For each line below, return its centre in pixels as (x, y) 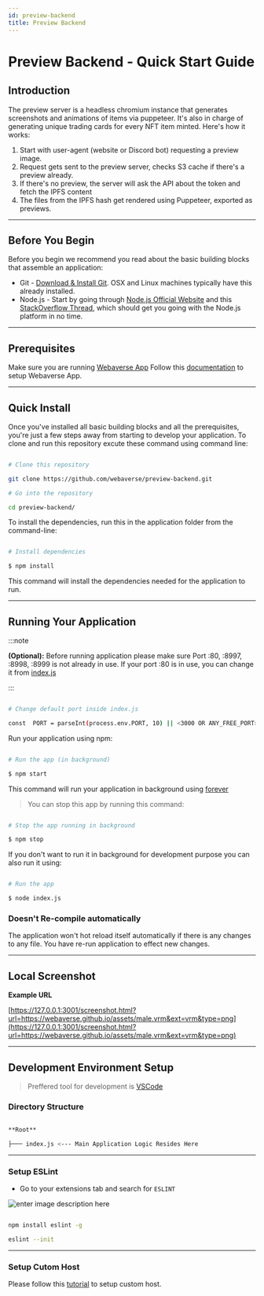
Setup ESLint (33, 1171)
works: (19, 134)
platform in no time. (51, 316)
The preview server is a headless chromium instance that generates (118, 109)
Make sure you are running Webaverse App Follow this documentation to (126, 367)
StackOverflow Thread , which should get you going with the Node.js (130, 308)
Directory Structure (46, 1106)
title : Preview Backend (47, 23)
